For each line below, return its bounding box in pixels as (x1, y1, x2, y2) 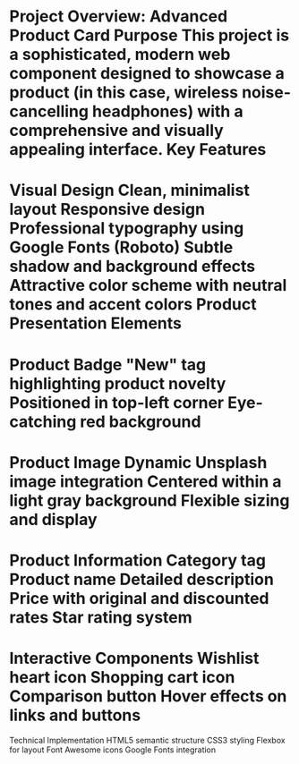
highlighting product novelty (9, 373, 226, 394)
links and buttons (9, 705, 141, 726)
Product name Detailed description (9, 569, 275, 590)
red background (80, 412, 201, 431)
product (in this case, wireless (9, 82, 239, 103)
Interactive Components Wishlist (9, 649, 260, 668)
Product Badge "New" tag (9, 354, 207, 375)
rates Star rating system (9, 607, 192, 627)
